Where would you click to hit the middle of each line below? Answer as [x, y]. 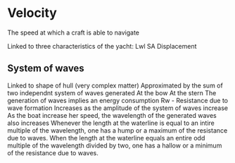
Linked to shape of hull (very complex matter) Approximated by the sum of [115, 85]
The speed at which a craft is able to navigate [73, 32]
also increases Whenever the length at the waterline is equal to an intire [111, 123]
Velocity [32, 13]
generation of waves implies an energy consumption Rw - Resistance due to [118, 100]
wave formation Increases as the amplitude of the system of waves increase [118, 108]
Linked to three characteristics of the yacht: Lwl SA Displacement [102, 46]
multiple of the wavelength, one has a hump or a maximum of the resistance [118, 130]
